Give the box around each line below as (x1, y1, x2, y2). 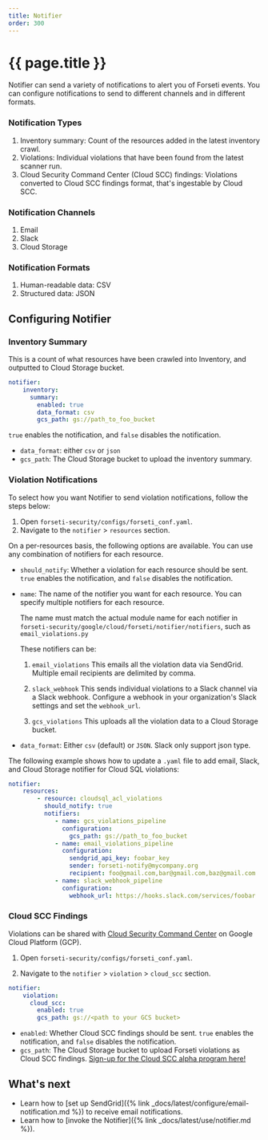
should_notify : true (43, 802, 113, 810)
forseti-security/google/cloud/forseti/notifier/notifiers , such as (19, 621, 250, 631)
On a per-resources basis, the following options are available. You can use (8, 541, 254, 550)
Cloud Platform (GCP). (8, 937, 82, 947)
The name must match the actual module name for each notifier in (19, 613, 238, 623)
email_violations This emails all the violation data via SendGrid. (31, 659, 244, 669)
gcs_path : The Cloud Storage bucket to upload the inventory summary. (19, 454, 253, 464)
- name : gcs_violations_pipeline (54, 817, 166, 825)
